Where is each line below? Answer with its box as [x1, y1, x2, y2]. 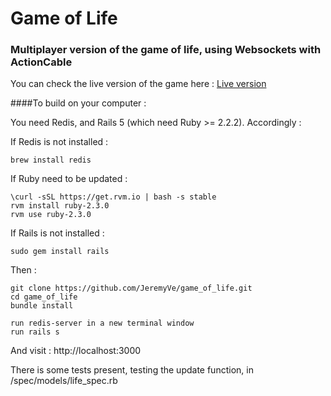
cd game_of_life [10, 292, 78, 302]
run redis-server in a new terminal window [10, 318, 195, 329]
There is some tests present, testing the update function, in [10, 364, 254, 376]
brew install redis [10, 155, 92, 166]
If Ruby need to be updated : [10, 173, 128, 185]
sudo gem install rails [10, 247, 110, 257]
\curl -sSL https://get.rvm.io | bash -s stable [10, 192, 217, 202]
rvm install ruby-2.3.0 [10, 201, 110, 211]
